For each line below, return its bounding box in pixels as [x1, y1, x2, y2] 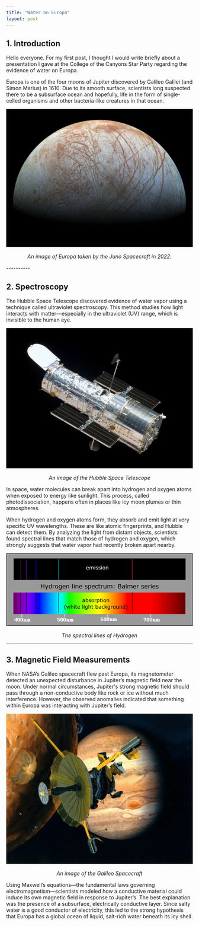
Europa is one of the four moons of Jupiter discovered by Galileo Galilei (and [6, 78, 193, 85]
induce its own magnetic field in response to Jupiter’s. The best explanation [6, 893, 191, 901]
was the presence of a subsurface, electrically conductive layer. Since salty [6, 900, 191, 907]
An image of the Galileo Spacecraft [56, 870, 143, 877]
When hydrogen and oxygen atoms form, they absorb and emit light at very [6, 516, 190, 523]
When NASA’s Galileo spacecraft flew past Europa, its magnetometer [6, 670, 174, 677]
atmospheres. [6, 505, 40, 512]
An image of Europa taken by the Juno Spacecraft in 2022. [27, 253, 172, 260]
